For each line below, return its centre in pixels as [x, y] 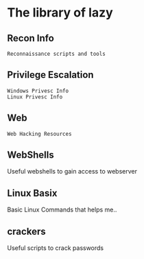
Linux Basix [32, 193]
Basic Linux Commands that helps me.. [62, 210]
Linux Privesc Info [35, 97]
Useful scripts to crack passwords [56, 248]
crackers [26, 231]
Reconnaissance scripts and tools [57, 54]
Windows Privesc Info [38, 91]
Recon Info [31, 38]
